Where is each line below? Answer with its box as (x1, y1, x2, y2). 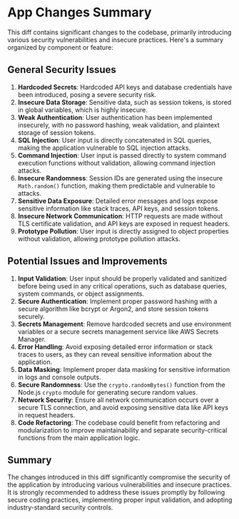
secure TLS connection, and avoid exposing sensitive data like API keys (17, 403, 228, 411)
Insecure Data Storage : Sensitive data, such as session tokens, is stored (17, 98, 232, 106)
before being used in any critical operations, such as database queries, (17, 281, 227, 290)
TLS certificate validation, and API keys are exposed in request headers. (17, 219, 230, 228)
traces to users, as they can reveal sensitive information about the (17, 350, 213, 358)
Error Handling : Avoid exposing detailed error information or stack (17, 342, 213, 351)
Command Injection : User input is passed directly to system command (17, 151, 227, 159)
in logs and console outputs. (17, 373, 101, 381)
